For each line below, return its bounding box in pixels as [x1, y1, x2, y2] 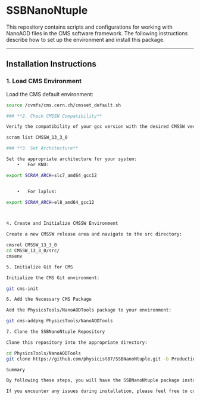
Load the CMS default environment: [6, 90, 94, 97]
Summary [6, 367, 26, 372]
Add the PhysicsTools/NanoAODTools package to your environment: [6, 307, 171, 313]
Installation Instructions [6, 59, 97, 69]
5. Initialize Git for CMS [6, 264, 73, 270]
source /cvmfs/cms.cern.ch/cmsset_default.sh [6, 102, 121, 108]
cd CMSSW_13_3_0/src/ [6, 248, 60, 254]
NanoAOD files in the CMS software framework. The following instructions [6, 29, 188, 36]
